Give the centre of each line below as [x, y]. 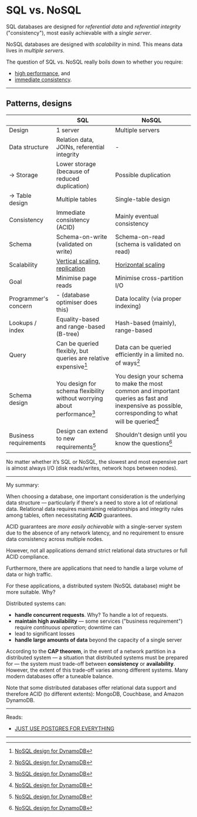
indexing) [128, 305]
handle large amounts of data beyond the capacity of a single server [98, 640]
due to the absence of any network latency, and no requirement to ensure [95, 533]
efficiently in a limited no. [150, 354]
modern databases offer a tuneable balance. [60, 676]
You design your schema [149, 376]
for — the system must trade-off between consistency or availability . [91, 663]
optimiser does [77, 302]
